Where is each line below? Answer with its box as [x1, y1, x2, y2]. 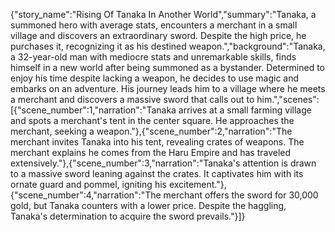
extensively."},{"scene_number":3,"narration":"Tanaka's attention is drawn [10, 157, 317, 169]
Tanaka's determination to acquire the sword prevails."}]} [10, 210, 246, 222]
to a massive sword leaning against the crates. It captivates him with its [10, 168, 304, 179]
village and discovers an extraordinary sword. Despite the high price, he [10, 30, 307, 41]
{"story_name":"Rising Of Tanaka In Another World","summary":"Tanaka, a [10, 9, 317, 20]
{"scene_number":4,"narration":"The [10, 189, 162, 201]
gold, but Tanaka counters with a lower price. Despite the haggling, [10, 200, 287, 211]
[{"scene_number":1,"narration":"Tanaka [10, 104, 177, 116]
